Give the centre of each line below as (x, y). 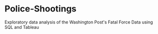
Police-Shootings (40, 9)
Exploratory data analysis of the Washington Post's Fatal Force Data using (79, 22)
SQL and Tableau (22, 27)
